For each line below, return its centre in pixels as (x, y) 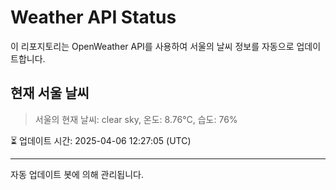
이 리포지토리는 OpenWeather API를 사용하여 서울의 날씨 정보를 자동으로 (152, 46)
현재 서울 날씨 (50, 93)
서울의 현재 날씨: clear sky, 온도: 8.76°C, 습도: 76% (136, 119)
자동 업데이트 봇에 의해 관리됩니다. (77, 174)
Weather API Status (93, 17)
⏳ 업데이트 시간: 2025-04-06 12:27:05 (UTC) (101, 140)
